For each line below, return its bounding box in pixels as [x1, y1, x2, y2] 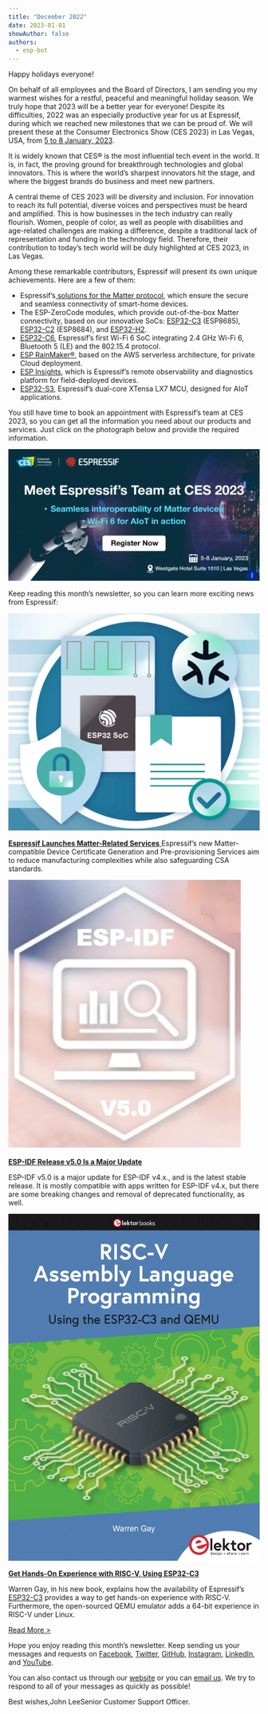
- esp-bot [15, 46, 48, 55]
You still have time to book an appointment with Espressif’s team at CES [8, 408, 244, 418]
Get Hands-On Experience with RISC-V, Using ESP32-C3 [8, 1568, 199, 1578]
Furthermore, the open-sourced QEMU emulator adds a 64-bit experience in [8, 1601, 259, 1610]
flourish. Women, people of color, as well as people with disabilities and [8, 218, 243, 227]
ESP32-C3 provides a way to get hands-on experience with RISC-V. [8, 1592, 231, 1602]
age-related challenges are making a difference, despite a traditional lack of [8, 226, 258, 235]
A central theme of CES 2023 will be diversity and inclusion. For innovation [8, 192, 254, 202]
